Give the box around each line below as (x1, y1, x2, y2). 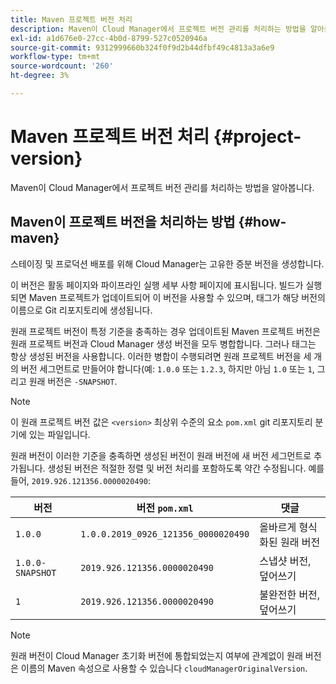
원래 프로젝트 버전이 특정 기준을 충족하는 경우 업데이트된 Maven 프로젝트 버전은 (10, 325, 321, 337)
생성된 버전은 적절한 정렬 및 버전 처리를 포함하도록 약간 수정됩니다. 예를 (47, 462, 325, 474)
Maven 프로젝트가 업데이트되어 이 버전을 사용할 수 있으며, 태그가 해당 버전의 (28, 291, 326, 303)
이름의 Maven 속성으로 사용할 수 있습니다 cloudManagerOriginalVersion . (20, 662, 308, 674)
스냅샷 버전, (259, 554, 312, 568)
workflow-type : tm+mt (10, 52, 101, 62)
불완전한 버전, (259, 587, 321, 601)
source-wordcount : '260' (10, 61, 114, 71)
